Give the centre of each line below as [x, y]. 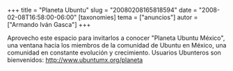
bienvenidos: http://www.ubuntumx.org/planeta [75, 60]
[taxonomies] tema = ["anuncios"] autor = [138, 17]
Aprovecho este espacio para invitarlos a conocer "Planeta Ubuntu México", [116, 38]
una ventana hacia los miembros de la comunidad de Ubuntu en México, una [117, 45]
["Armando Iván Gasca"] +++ [49, 24]
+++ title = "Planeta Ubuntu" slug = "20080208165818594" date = [102, 10]
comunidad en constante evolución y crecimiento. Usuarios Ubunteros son [114, 52]
